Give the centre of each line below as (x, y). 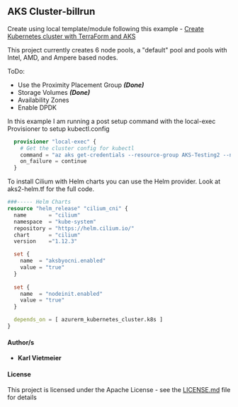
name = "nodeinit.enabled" (61, 294)
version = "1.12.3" (46, 241)
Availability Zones (43, 100)
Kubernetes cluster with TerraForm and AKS (72, 36)
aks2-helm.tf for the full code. (51, 189)
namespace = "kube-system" (55, 222)
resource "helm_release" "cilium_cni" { (68, 209)
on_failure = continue (53, 161)
